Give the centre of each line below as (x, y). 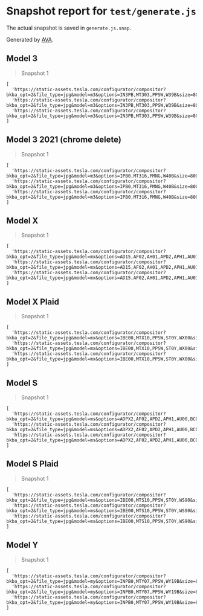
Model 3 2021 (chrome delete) (64, 140)
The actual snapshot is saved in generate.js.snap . (69, 28)
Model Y (22, 545)
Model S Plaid (32, 464)
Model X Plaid (33, 302)
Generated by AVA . (30, 39)
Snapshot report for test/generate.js (101, 11)
